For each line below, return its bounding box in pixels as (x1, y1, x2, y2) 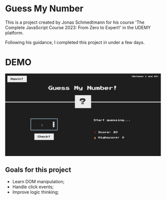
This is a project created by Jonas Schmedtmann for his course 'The (5, 19, 145, 25)
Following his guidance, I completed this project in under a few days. (5, 39, 145, 45)
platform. (5, 30, 24, 36)
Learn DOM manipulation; (12, 179, 65, 185)
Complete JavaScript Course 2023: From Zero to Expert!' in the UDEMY (5, 24, 151, 30)
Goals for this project (5, 166, 72, 174)
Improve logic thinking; (12, 189, 59, 195)
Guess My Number (5, 3, 84, 14)
